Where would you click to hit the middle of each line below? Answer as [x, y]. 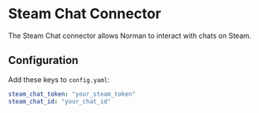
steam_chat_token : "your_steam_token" [72, 94]
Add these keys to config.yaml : [59, 79]
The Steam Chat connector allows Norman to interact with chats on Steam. [130, 36]
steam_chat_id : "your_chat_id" [60, 101]
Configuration [43, 60]
